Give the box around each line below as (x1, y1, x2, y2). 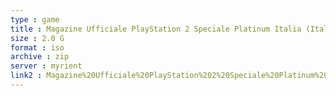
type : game (10, 14, 60, 25)
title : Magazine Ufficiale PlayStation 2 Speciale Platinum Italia (10, 24, 302, 34)
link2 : (10, 71, 43, 81)
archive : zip (10, 52, 70, 62)
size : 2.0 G (10, 33, 65, 43)
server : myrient (10, 61, 83, 71)
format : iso (10, 42, 65, 53)
